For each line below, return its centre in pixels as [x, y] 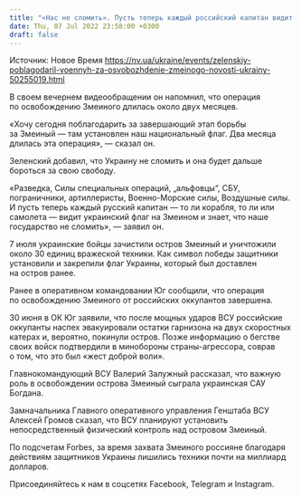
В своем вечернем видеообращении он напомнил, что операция [135, 97]
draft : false [34, 34]
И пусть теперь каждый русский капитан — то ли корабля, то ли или [142, 207]
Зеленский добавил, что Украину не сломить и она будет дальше [136, 161]
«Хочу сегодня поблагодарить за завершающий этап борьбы [128, 124]
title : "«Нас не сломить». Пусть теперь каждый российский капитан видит [151, 18]
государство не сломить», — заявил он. [87, 226]
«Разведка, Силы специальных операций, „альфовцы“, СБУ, [125, 188]
